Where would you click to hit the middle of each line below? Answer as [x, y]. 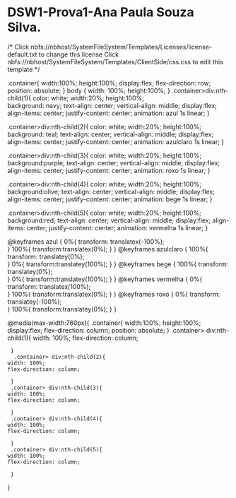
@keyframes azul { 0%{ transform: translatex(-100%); [86, 242]
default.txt [22, 54]
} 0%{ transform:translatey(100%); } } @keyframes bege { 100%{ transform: [118, 264]
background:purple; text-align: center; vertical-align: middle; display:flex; [114, 162]
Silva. [24, 27]
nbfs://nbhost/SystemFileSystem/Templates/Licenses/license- [122, 47]
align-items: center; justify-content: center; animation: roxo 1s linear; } [109, 170]
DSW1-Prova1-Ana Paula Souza [101, 12]
